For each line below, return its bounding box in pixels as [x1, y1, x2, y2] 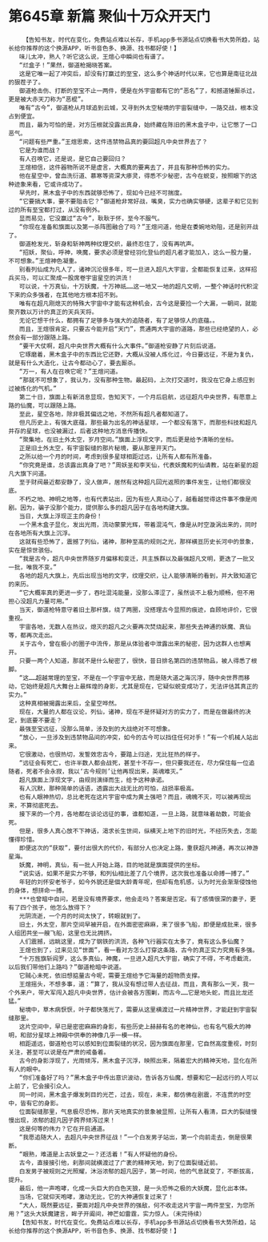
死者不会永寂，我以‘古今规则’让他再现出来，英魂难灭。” [26, 767, 183, 775]
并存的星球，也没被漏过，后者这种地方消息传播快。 [8, 427, 152, 435]
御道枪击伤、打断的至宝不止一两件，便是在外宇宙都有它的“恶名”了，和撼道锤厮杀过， [18, 86, 258, 94]
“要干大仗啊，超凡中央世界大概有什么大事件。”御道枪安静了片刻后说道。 [18, 342, 220, 350]
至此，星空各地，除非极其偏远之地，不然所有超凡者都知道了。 [18, 410, 192, 418]
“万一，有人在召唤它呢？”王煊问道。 [18, 368, 122, 376]
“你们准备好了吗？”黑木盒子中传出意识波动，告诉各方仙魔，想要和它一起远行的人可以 [18, 1074, 258, 1082]
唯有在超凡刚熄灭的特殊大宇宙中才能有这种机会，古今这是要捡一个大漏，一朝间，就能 [18, 299, 258, 307]
